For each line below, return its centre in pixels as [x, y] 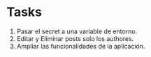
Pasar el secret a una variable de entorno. [77, 31]
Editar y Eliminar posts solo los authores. [75, 38]
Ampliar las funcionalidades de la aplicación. [81, 46]
